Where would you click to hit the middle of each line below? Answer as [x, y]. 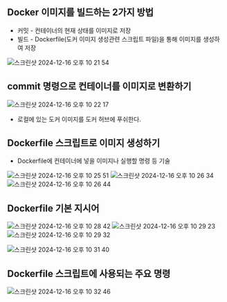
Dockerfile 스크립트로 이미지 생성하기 [84, 143]
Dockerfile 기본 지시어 [53, 208]
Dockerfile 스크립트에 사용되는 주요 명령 [89, 273]
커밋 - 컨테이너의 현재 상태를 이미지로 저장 [74, 30]
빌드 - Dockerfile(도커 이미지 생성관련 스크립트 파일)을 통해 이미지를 [109, 39]
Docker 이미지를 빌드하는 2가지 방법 [81, 12]
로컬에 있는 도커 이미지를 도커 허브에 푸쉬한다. [79, 119]
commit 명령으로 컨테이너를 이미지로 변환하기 [99, 86]
